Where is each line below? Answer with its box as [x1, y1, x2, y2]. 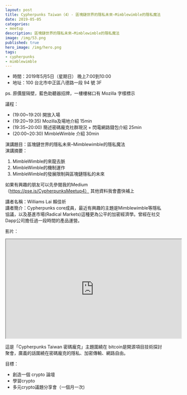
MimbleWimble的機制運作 [12, 165, 66, 171]
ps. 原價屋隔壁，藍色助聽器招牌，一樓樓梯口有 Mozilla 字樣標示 [5, 90, 135, 96]
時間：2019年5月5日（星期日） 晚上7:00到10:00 [12, 74, 111, 80]
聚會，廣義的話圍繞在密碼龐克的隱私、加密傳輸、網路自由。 [5, 350, 128, 356]
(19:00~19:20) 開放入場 [12, 112, 61, 118]
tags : [5, 49, 17, 54]
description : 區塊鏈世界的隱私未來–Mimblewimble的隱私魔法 [5, 31, 120, 36]
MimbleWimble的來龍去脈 [12, 158, 66, 164]
